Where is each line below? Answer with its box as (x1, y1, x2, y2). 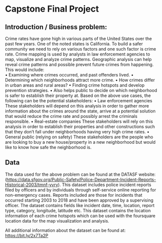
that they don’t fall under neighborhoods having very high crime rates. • (5, 129, 150, 134)
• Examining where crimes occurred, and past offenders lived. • (5, 72, 134, 77)
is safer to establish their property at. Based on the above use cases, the (5, 93, 151, 98)
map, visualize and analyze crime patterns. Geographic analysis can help (5, 56, 152, 62)
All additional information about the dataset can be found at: (5, 227, 126, 233)
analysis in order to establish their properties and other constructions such (5, 124, 155, 130)
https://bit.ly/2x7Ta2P (5, 232, 49, 238)
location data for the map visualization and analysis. (5, 218, 110, 224)
